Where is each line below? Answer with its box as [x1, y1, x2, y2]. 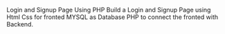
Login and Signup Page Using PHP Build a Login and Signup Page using [6, 6, 211, 14]
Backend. [6, 20, 34, 28]
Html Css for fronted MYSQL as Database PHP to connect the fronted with [6, 13, 219, 21]
